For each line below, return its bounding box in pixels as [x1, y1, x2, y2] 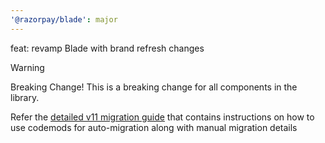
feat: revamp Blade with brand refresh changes [10, 42, 205, 54]
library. [10, 91, 40, 103]
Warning [10, 61, 45, 73]
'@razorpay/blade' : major [10, 14, 118, 25]
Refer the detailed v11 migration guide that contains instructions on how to [10, 111, 315, 123]
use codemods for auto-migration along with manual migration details [10, 121, 298, 133]
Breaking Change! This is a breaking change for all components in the [10, 81, 298, 93]
